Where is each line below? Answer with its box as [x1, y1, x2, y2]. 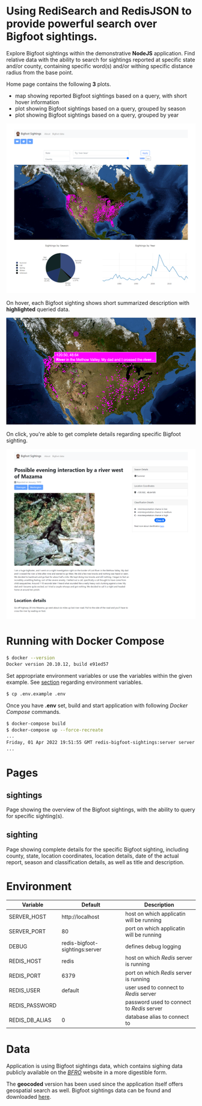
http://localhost [61, 913, 99, 920]
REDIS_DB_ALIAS [8, 1016, 52, 1024]
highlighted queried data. [6, 306, 70, 313]
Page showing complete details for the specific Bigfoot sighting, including [6, 846, 189, 853]
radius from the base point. [6, 69, 73, 76]
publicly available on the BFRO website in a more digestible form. [6, 1069, 167, 1076]
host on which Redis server [125, 954, 192, 962]
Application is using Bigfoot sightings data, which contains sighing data [6, 1062, 183, 1069]
